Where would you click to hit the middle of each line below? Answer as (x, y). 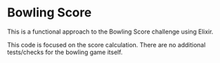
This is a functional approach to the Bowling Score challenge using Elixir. (110, 32)
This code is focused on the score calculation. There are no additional (106, 45)
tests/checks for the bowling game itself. (65, 52)
